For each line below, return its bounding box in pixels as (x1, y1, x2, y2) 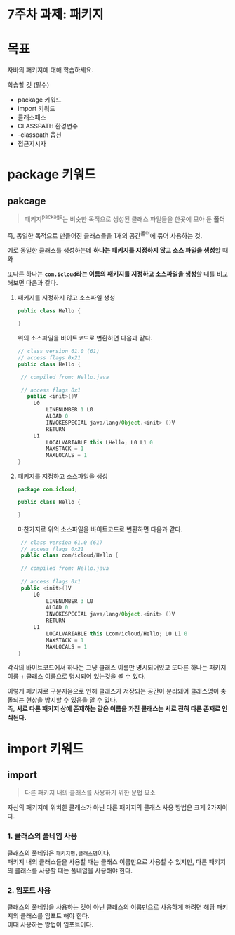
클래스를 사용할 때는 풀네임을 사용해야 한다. (14, 866, 133, 875)
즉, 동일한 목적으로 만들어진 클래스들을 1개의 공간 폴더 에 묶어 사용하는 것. (7, 230, 203, 239)
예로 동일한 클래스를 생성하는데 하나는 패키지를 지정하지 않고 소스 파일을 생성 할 (7, 246, 221, 255)
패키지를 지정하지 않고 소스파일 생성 (17, 293, 116, 302)
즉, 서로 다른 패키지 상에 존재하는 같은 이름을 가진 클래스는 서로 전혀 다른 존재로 (7, 705, 221, 713)
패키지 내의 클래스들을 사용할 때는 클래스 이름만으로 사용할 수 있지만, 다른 (7, 857, 208, 866)
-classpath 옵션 (17, 131, 62, 139)
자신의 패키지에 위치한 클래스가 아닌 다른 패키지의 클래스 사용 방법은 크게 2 (7, 803, 212, 811)
